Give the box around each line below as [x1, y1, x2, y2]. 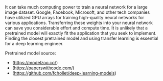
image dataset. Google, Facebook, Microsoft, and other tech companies [5, 9, 150, 15]
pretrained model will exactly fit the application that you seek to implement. [5, 30, 157, 36]
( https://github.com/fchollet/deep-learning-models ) [12, 70, 116, 76]
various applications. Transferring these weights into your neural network [5, 20, 153, 26]
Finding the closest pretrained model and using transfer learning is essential [5, 35, 159, 41]
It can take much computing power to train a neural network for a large [5, 4, 148, 10]
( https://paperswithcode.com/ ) [12, 65, 75, 71]
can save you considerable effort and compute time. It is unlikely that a [5, 25, 148, 31]
